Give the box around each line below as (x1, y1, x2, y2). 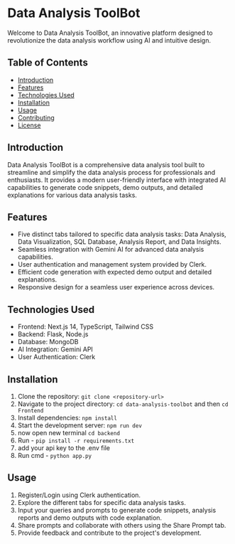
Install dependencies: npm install (17, 414, 117, 422)
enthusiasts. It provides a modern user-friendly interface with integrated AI (7, 176, 226, 184)
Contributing (17, 113, 55, 122)
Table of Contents (7, 57, 89, 69)
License (17, 121, 41, 129)
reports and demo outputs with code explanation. (17, 513, 162, 522)
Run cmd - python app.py (17, 452, 92, 459)
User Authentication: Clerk (17, 353, 96, 361)
